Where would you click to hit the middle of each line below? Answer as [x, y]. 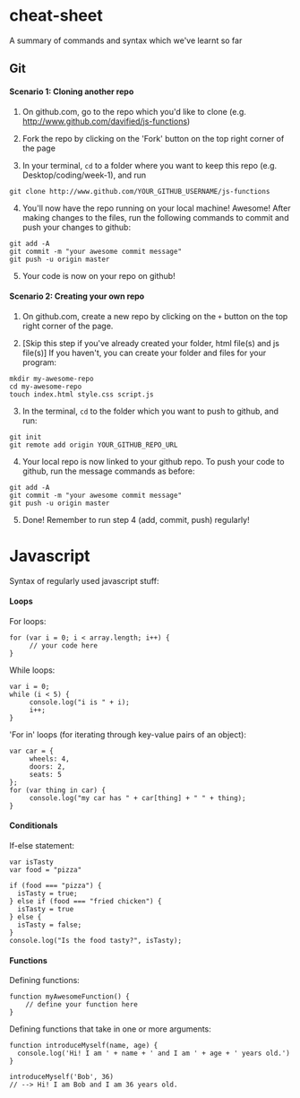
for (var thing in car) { [57, 790]
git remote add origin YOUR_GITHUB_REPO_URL [94, 445]
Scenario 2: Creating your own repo [77, 296]
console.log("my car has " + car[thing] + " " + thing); [137, 798]
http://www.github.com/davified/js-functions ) [106, 121]
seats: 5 [46, 774]
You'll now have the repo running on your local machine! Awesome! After [156, 208]
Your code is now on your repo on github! [99, 275]
